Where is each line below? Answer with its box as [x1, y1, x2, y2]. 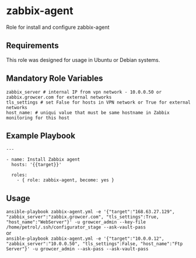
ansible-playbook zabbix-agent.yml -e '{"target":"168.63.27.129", [6, 209, 175, 215]
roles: [11, 172, 28, 178]
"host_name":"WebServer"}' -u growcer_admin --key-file [6, 219, 146, 225]
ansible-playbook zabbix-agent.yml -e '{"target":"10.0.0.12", [6, 236, 165, 242]
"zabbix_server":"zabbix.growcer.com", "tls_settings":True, [6, 214, 160, 220]
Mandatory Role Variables [6, 74, 104, 84]
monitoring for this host [6, 115, 69, 121]
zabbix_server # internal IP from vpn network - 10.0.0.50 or [6, 89, 162, 95]
